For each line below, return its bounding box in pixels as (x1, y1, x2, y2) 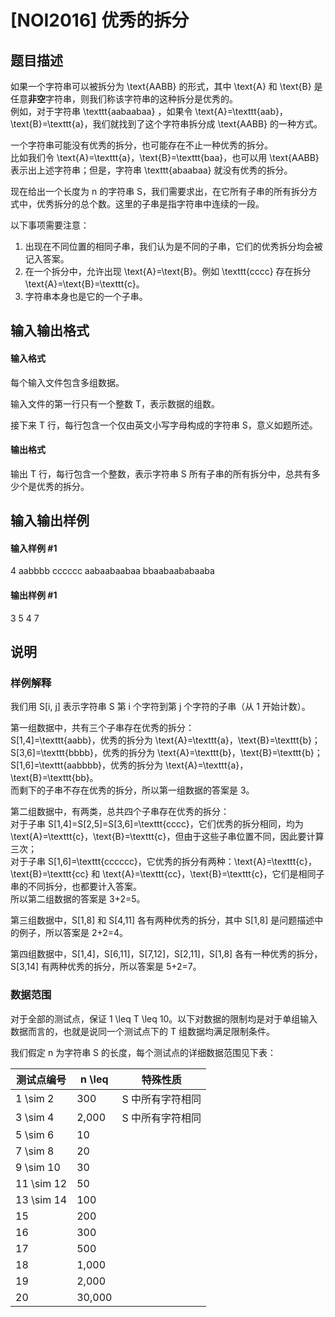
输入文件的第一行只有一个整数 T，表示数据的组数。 (10, 397, 220, 410)
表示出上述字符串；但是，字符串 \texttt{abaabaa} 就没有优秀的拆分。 (10, 164, 293, 176)
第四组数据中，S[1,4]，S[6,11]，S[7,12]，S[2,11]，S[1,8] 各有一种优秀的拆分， (10, 948, 323, 960)
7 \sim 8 (15, 1144, 55, 1158)
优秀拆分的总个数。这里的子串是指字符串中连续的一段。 (36, 198, 265, 210)
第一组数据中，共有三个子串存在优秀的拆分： (10, 722, 195, 734)
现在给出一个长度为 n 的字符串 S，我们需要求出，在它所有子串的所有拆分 (10, 186, 310, 197)
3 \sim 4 (15, 1110, 55, 1124)
